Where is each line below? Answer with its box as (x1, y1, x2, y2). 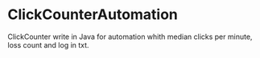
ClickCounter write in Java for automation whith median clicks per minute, (7, 32, 253, 41)
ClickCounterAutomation (7, 6, 179, 24)
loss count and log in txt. (7, 40, 89, 49)
